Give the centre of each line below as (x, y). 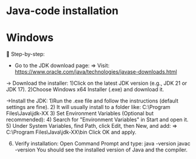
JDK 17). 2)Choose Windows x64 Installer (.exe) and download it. (85, 90)
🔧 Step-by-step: (26, 54)
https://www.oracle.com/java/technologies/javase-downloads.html (96, 72)
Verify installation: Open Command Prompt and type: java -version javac (102, 144)
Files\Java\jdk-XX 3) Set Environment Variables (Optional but (80, 114)
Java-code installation (62, 11)
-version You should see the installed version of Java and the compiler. (101, 150)
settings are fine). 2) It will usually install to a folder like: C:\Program (88, 107)
